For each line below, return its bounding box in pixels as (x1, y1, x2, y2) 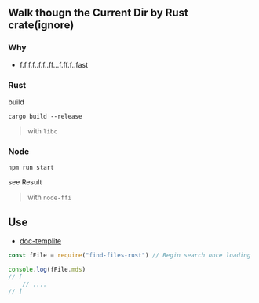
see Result (8, 177, 42, 187)
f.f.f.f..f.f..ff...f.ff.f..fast (19, 60, 89, 69)
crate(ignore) (8, 19, 75, 32)
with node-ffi (27, 192, 72, 203)
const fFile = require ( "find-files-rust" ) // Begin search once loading (8, 251, 251, 260)
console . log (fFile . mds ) (8, 265, 86, 273)
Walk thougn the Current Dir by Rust (8, 6, 188, 20)
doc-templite (19, 236, 62, 246)
